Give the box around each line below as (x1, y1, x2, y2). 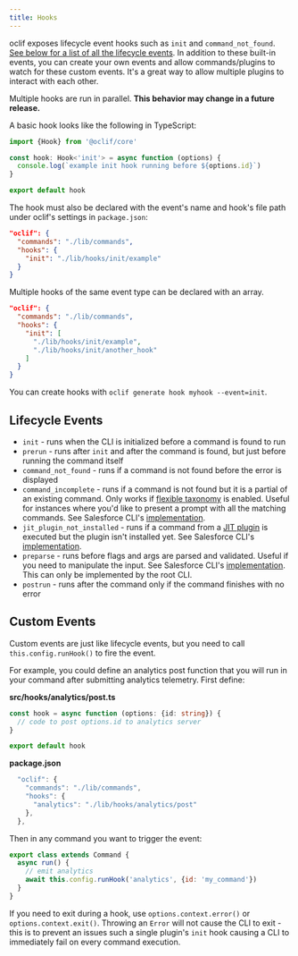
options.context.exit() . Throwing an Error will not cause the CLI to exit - (9, 918, 282, 928)
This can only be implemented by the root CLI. (21, 569, 193, 580)
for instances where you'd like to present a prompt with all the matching (21, 503, 286, 513)
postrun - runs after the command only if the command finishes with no (21, 579, 285, 589)
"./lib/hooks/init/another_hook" (32, 345, 158, 354)
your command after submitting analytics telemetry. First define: (9, 674, 245, 685)
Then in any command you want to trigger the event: (9, 833, 203, 843)
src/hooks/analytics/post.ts (9, 691, 116, 702)
